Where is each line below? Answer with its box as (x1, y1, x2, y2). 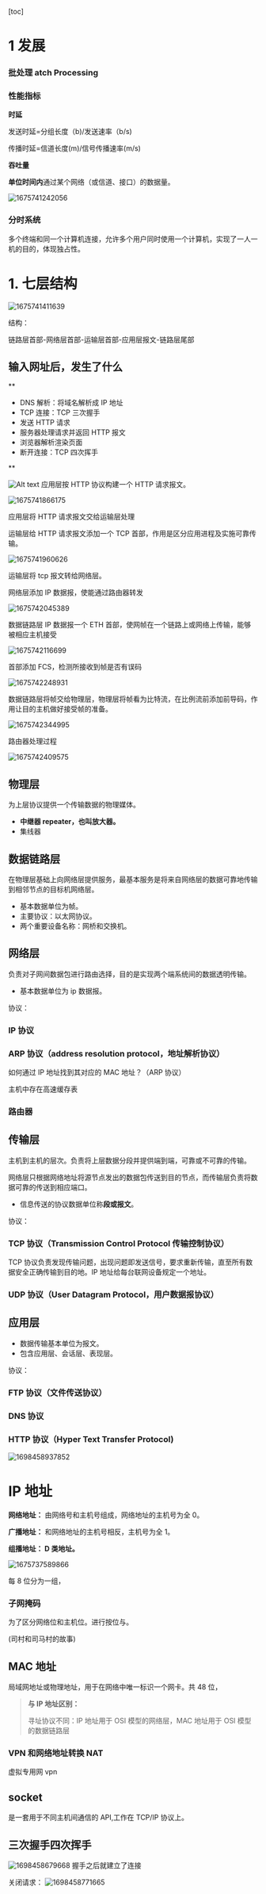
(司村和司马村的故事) (8, 1634, 77, 1644)
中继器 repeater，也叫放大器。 (19, 817, 120, 826)
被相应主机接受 (8, 630, 57, 639)
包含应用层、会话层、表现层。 (19, 1348, 117, 1358)
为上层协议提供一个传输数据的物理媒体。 (8, 800, 140, 810)
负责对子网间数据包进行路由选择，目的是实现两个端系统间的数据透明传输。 (8, 969, 251, 979)
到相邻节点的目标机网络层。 (8, 884, 99, 895)
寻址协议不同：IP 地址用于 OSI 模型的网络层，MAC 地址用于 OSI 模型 (27, 1716, 252, 1726)
